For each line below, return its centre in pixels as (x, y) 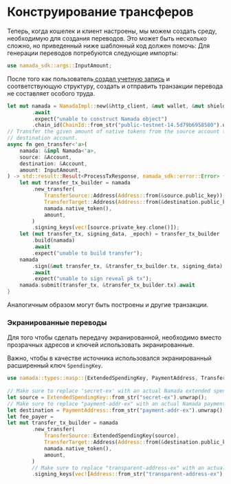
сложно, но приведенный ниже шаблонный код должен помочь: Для (109, 45)
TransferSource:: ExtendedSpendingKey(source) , (112, 436)
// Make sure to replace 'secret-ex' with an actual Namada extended (109, 391)
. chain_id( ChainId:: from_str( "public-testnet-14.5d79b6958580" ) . (128, 125)
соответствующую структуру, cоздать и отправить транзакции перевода (115, 86)
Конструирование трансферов (100, 12)
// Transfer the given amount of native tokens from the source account (113, 131)
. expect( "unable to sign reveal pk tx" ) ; (92, 279)
